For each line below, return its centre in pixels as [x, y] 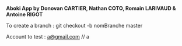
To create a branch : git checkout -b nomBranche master [74, 26]
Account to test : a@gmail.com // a [48, 37]
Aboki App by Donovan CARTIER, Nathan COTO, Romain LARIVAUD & [91, 8]
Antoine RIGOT [24, 14]
